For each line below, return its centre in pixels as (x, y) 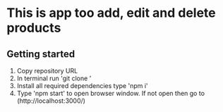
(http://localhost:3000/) (51, 101)
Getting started (41, 54)
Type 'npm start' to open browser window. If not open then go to (111, 93)
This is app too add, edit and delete (111, 13)
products (34, 28)
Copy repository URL (47, 71)
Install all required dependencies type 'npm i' (83, 86)
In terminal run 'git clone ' (54, 78)
